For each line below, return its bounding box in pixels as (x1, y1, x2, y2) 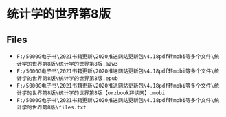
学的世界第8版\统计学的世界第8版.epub (21, 75, 118, 82)
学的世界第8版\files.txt (21, 104, 87, 111)
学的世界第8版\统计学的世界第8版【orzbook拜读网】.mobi (21, 90, 166, 96)
